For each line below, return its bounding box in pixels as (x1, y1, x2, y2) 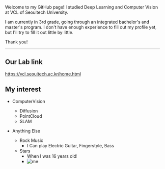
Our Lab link (5, 58, 43, 66)
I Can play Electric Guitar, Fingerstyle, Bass (27, 142, 114, 148)
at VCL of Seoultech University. (5, 9, 69, 15)
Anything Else (12, 128, 40, 134)
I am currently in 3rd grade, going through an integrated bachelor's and (5, 19, 150, 25)
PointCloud (19, 113, 42, 119)
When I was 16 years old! (27, 153, 78, 159)
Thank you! (5, 39, 28, 45)
